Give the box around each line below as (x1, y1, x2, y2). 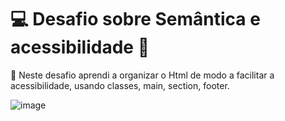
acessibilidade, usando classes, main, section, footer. (10, 79, 230, 91)
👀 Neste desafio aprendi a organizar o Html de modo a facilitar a (10, 69, 275, 81)
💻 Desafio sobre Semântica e (10, 8, 261, 31)
